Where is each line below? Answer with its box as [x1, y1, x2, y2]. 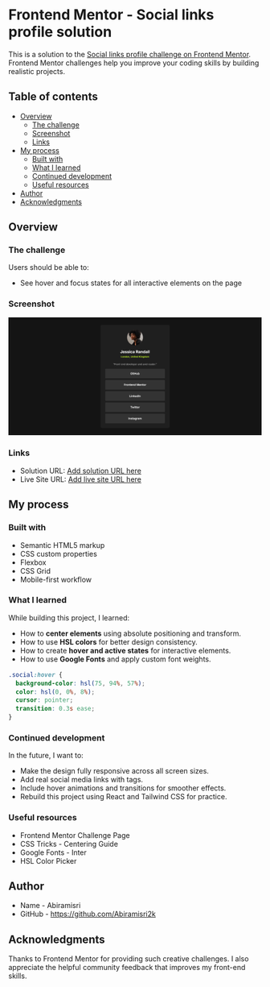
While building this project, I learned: [8, 612, 130, 622]
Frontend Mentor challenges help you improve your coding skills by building [8, 58, 260, 68]
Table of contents [8, 90, 98, 104]
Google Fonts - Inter [19, 848, 87, 857]
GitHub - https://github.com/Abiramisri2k [19, 909, 157, 919]
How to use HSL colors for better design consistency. [19, 637, 198, 646]
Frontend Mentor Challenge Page [19, 830, 130, 840]
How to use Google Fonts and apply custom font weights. [19, 654, 211, 664]
